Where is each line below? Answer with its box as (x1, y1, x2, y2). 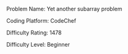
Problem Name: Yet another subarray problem (6, 6, 122, 12)
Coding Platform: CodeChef (6, 17, 77, 24)
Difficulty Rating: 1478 (6, 29, 62, 36)
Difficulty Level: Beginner (6, 41, 70, 48)
